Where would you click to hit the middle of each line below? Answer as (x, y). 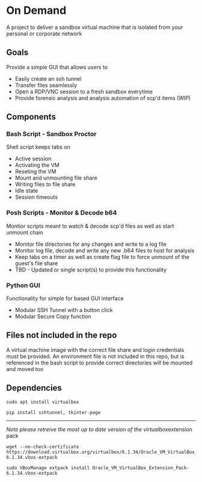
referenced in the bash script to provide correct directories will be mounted (99, 363)
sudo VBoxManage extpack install (48, 468)
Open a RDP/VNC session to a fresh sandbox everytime (84, 92)
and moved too (25, 369)
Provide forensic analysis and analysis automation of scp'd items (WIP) (103, 98)
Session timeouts (36, 197)
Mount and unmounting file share (56, 178)
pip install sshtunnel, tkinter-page (54, 412)
